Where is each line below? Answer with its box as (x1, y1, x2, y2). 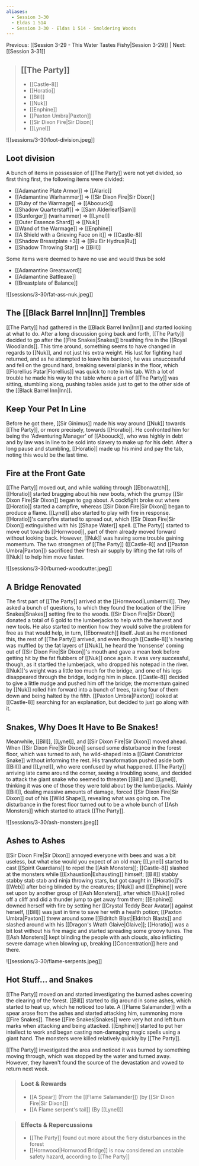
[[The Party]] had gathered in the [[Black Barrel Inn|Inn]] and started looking (6, 324, 192, 331)
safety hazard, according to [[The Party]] (29, 1153, 130, 1160)
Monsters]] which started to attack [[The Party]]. (6, 807, 126, 814)
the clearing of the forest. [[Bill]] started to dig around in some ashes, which (6, 997, 191, 1004)
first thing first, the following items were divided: (6, 176, 124, 183)
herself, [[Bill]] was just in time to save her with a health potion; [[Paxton (6, 908, 182, 915)
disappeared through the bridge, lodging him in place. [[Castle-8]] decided (6, 674, 189, 681)
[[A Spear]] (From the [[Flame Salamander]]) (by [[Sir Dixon (29, 1093, 175, 1100)
